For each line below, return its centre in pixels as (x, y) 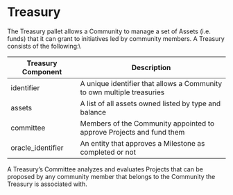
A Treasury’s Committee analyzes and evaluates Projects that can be (105, 169)
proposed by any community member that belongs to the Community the (111, 176)
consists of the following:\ (44, 46)
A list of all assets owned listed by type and (150, 103)
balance (93, 112)
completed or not (108, 152)
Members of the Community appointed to (147, 124)
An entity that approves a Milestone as (143, 143)
